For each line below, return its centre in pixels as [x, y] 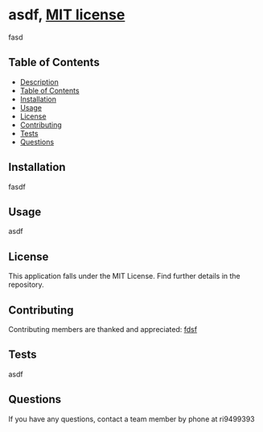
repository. [26, 285]
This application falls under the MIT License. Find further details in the [125, 276]
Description [39, 81]
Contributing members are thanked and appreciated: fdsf [103, 329]
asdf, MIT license [67, 15]
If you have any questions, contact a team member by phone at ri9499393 [131, 419]
